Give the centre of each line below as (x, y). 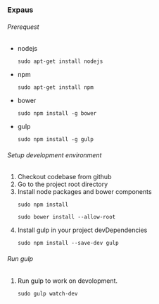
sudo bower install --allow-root (66, 217)
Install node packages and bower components (85, 192)
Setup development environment (55, 155)
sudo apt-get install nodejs (60, 61)
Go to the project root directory (63, 184)
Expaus (20, 10)
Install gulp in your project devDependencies (82, 230)
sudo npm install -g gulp (55, 140)
